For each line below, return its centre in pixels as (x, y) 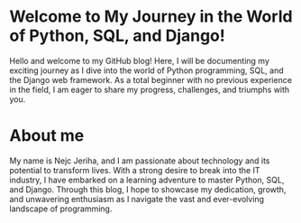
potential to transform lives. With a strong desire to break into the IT (135, 170)
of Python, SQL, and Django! (117, 36)
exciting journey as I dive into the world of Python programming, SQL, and (146, 70)
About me (47, 136)
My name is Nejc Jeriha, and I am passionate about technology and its (140, 161)
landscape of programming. (61, 209)
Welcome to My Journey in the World (151, 17)
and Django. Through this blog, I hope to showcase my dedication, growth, (148, 189)
